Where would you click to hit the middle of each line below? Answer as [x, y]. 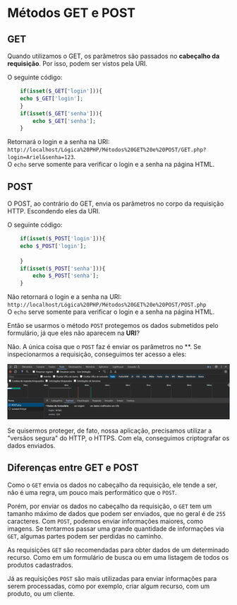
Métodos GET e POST [72, 13]
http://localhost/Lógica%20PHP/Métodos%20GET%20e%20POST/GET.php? [107, 150]
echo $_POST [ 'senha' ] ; [66, 276]
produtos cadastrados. [40, 565]
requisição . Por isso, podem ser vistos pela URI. [78, 64]
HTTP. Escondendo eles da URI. [54, 211]
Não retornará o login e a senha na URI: [65, 297]
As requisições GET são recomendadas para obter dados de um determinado [118, 550]
